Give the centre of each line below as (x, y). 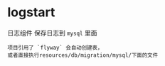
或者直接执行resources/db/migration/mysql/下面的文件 (83, 55)
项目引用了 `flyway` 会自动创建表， (55, 48)
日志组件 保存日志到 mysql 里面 (52, 33)
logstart (31, 12)
